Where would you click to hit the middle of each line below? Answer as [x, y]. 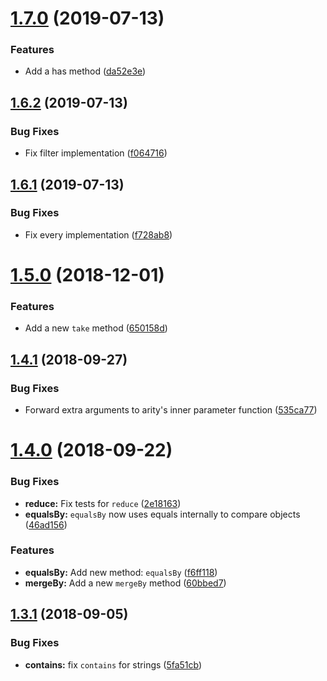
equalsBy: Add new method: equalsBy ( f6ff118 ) [121, 572]
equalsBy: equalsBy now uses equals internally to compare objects [162, 514]
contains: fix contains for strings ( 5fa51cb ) [113, 664]
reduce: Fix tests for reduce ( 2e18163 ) [103, 503]
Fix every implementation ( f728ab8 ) [98, 234]
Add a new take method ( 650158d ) [96, 328]
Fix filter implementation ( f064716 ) [96, 153]
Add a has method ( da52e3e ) [85, 71]
